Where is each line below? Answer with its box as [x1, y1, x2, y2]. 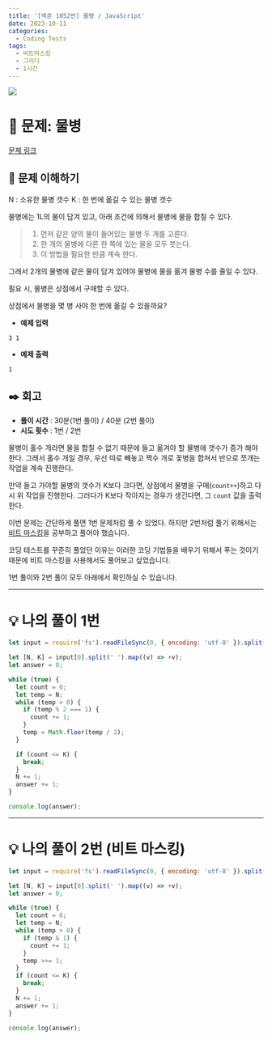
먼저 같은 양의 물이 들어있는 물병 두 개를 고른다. [40, 228, 189, 239]
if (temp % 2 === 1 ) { [23, 706, 100, 714]
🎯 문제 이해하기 [8, 172, 79, 185]
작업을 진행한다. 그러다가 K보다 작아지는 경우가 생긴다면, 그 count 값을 [25, 490, 247, 500]
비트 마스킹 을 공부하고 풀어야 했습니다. [8, 528, 130, 538]
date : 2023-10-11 [8, 19, 67, 28]
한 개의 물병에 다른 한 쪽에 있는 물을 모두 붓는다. [40, 239, 192, 248]
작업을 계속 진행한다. [8, 463, 74, 473]
